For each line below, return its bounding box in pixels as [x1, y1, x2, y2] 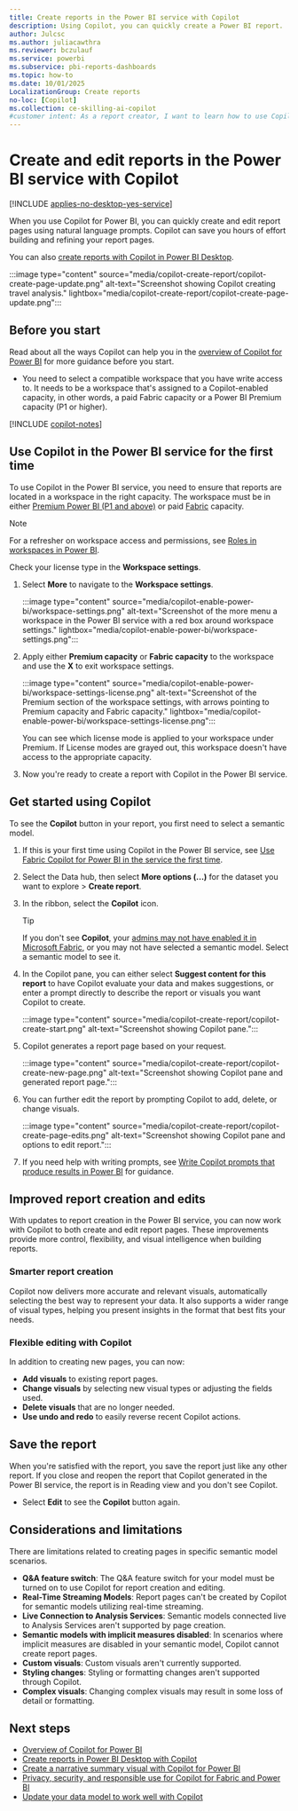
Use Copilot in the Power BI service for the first [9, 445, 273, 460]
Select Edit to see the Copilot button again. [21, 1497, 181, 1507]
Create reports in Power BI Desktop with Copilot [21, 1754, 198, 1765]
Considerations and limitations [9, 1522, 184, 1538]
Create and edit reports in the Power [9, 150, 282, 170]
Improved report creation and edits [9, 1191, 206, 1206]
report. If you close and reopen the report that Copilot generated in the [9, 1470, 268, 1481]
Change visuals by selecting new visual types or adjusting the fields [21, 1382, 273, 1394]
